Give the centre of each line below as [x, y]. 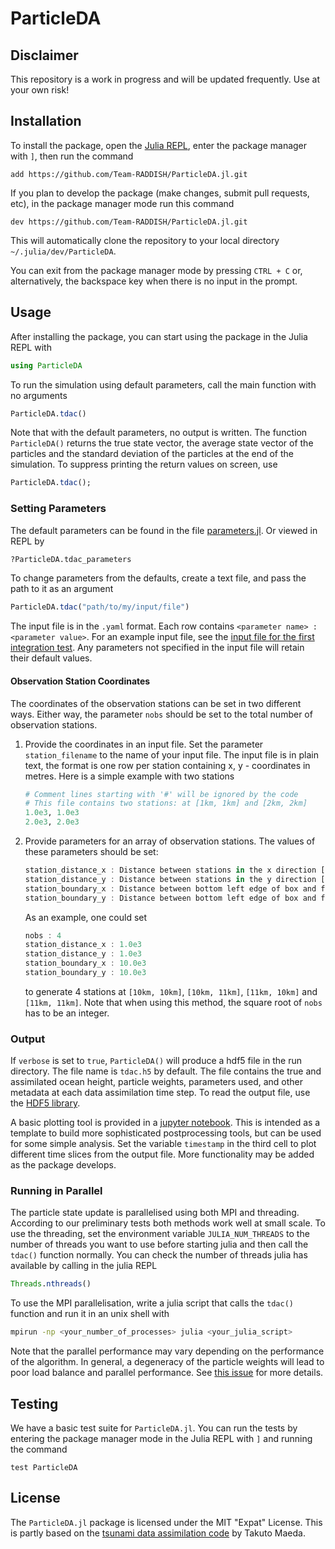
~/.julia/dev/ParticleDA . [63, 251]
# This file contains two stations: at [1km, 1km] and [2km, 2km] [166, 803]
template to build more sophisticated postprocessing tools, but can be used [166, 1133]
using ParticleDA [46, 365]
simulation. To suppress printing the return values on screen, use [144, 464]
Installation [46, 121]
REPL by [27, 541]
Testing [34, 1403]
